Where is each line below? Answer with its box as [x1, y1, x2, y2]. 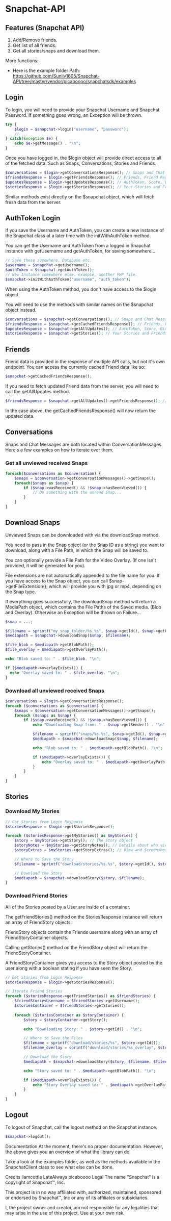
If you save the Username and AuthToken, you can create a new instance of [5, 227, 164, 234]
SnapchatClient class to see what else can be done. [5, 1164, 114, 1170]
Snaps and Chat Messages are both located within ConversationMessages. [5, 441, 163, 447]
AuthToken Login [5, 214, 61, 222]
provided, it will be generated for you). [5, 562, 85, 569]
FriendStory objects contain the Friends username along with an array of [5, 929, 158, 935]
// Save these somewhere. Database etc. [5, 258, 93, 263]
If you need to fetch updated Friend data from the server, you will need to [5, 383, 159, 389]
